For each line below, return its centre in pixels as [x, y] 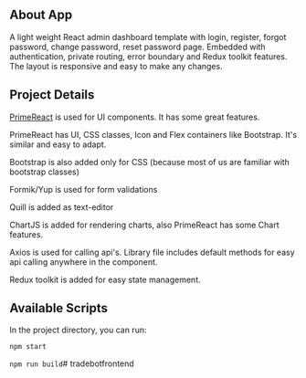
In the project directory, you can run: [78, 330]
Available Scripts [58, 308]
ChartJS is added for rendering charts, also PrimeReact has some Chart [145, 225]
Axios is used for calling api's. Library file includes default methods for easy [152, 252]
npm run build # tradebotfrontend [72, 363]
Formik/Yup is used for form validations [84, 189]
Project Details [52, 95]
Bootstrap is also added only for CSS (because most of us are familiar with [150, 162]
